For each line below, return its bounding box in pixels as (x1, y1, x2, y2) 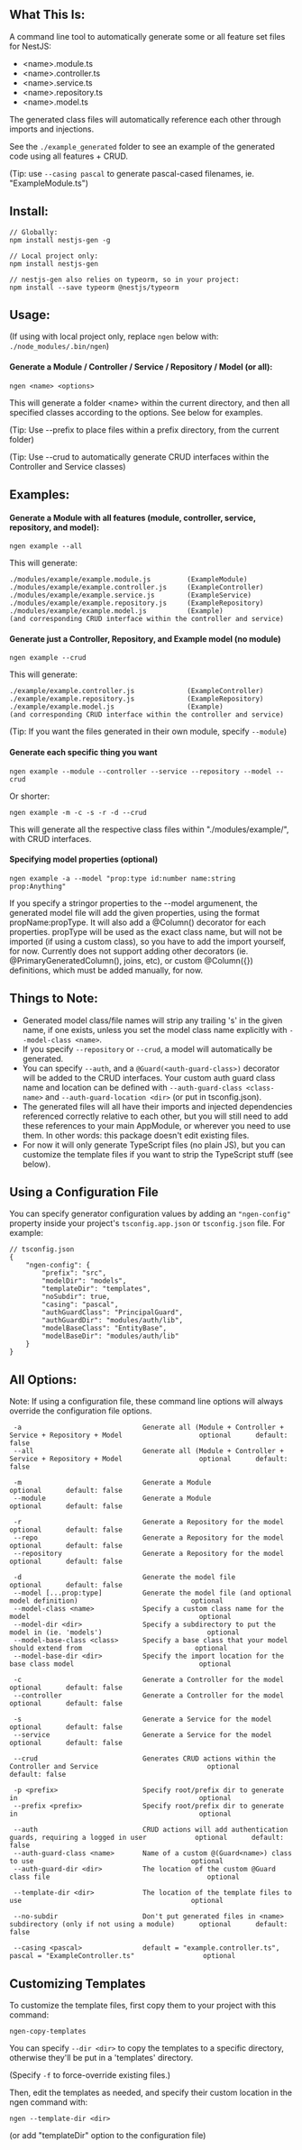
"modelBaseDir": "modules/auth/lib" (41, 1331, 179, 1341)
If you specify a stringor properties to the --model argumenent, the (9, 897, 259, 909)
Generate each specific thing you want (9, 747, 158, 758)
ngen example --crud (9, 654, 87, 663)
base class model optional (9, 1660, 232, 1669)
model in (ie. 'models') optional (9, 1628, 241, 1637)
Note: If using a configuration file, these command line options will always (9, 1396, 284, 1407)
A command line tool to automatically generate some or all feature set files (9, 31, 286, 41)
